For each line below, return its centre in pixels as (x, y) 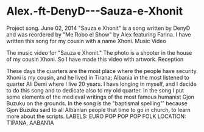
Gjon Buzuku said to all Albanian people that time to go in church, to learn (98, 109)
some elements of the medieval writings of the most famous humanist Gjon (100, 97)
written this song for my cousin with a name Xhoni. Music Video (86, 41)
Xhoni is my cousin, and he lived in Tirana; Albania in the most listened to (98, 77)
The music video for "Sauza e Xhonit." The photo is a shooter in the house (99, 52)
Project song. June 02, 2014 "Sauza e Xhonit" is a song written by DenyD (98, 28)
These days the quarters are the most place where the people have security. (102, 71)
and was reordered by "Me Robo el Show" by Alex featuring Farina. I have (99, 34)
